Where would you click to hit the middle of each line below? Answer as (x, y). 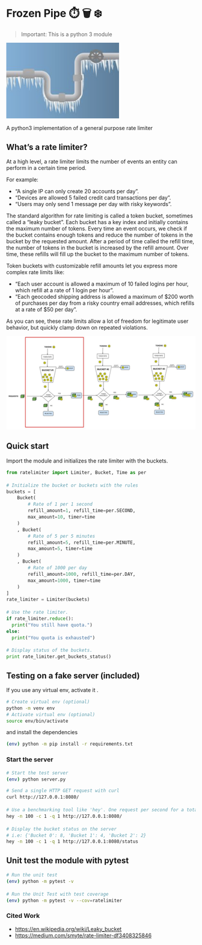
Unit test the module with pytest (68, 860)
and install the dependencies (42, 732)
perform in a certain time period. (47, 168)
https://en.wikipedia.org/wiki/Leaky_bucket (68, 929)
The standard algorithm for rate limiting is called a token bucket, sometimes (100, 216)
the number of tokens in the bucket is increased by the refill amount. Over (98, 248)
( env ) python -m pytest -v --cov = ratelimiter (64, 900)
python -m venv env (31, 708)
